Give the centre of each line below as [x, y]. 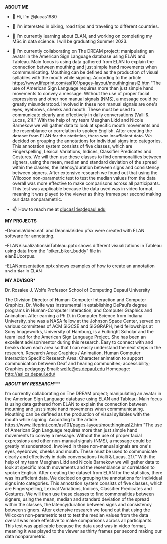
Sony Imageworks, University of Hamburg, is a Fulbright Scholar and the [79, 332]
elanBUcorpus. [20, 256]
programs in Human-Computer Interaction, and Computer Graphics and [79, 310]
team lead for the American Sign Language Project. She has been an [76, 337]
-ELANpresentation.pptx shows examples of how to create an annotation [80, 266]
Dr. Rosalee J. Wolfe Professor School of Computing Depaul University [78, 290]
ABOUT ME [17, 7]
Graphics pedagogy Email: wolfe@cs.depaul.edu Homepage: [68, 369]
